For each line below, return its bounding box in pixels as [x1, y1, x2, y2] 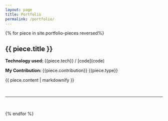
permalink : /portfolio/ [5, 16, 55, 21]
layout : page [5, 7, 32, 12]
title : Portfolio [5, 12, 41, 17]
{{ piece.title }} [5, 44, 53, 53]
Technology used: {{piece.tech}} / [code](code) [5, 58, 105, 64]
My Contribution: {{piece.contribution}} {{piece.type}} [5, 68, 118, 74]
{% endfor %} [5, 111, 34, 117]
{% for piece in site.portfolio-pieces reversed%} [5, 30, 104, 36]
